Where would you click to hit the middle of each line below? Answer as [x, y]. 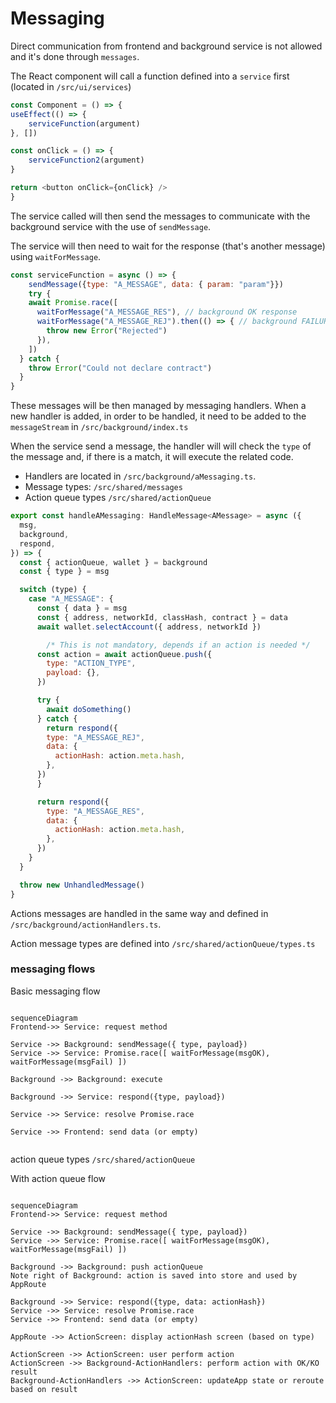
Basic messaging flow [55, 991]
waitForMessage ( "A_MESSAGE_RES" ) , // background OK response [167, 312]
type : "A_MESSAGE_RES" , [95, 811]
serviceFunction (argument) [84, 123]
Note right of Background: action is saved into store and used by [154, 1275]
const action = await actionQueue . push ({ [124, 654]
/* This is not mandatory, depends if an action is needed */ [178, 645]
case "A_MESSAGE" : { [71, 599]
